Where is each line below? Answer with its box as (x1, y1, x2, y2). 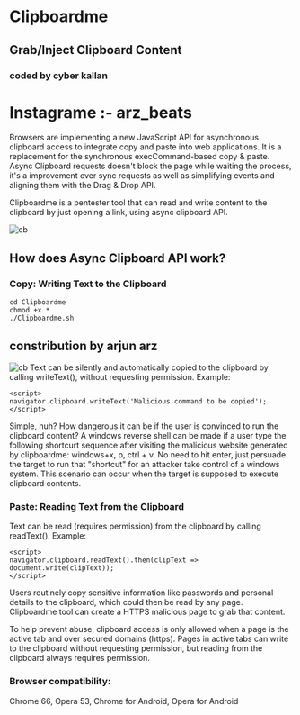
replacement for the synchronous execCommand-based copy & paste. (9, 151, 270, 162)
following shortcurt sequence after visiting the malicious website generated (9, 439, 289, 450)
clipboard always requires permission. (9, 653, 151, 664)
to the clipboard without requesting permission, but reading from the (9, 643, 263, 654)
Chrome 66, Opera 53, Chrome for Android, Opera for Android (9, 695, 239, 706)
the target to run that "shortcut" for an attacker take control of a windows (9, 458, 280, 469)
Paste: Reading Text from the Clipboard (9, 500, 185, 512)
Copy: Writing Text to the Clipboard (9, 277, 167, 290)
